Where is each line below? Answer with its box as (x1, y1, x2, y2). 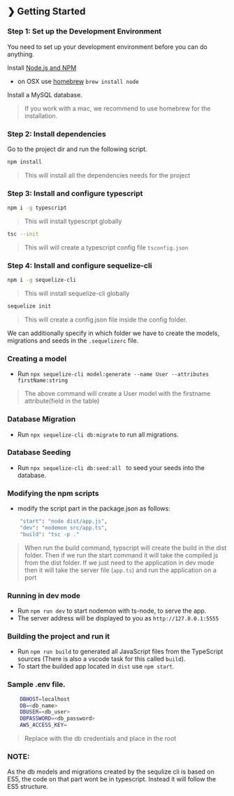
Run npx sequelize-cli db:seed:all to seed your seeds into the (17, 463, 205, 471)
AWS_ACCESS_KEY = (20, 722, 68, 729)
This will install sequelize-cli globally (24, 290, 130, 298)
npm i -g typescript (7, 204, 68, 212)
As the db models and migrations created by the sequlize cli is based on (7, 767, 215, 776)
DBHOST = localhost (20, 695, 71, 702)
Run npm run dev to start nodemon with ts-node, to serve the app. (17, 606, 207, 615)
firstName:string (17, 377, 68, 384)
